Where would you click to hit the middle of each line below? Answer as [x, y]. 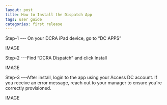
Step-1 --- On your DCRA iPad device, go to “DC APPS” [63, 38]
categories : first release [34, 24]
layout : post [19, 10]
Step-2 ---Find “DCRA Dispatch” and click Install [56, 58]
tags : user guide [24, 19]
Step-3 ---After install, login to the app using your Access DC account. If [81, 77]
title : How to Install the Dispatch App [49, 15]
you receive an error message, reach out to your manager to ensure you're [83, 83]
